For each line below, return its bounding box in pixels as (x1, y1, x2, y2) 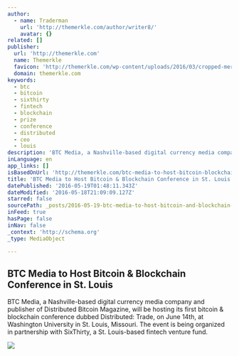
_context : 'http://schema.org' (7, 228, 100, 235)
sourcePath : (7, 202, 43, 210)
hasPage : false (7, 215, 53, 222)
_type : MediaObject (7, 235, 65, 242)
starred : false (7, 195, 53, 203)
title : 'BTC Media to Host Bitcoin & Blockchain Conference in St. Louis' (7, 176, 234, 183)
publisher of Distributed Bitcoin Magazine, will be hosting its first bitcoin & (7, 305, 224, 313)
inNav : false (7, 222, 46, 229)
